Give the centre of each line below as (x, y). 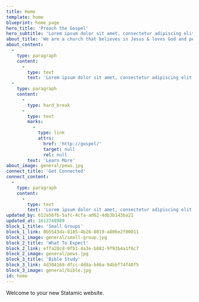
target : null (60, 149)
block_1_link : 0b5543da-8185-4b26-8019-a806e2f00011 (73, 232)
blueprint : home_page (33, 23)
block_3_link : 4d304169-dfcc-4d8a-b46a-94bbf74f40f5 (73, 265)
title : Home (21, 12)
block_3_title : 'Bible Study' (44, 259)
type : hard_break (49, 105)
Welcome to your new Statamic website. (55, 293)
